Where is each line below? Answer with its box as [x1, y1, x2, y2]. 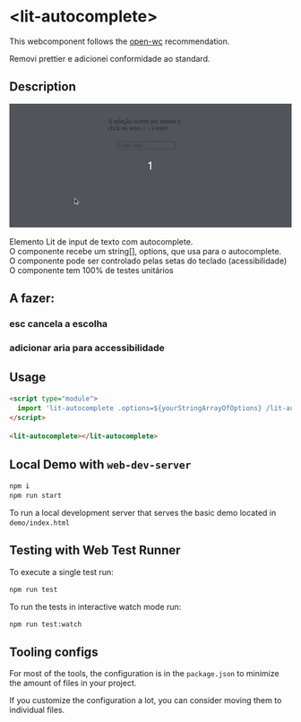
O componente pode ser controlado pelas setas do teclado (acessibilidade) [9, 255, 288, 266]
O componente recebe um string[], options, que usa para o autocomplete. [9, 245, 282, 256]
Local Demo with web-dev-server [9, 457, 192, 472]
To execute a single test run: [9, 566, 114, 577]
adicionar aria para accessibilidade [9, 342, 166, 355]
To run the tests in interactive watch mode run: [9, 601, 182, 612]
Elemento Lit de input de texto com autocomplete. [9, 236, 193, 247]
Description [9, 79, 76, 95]
